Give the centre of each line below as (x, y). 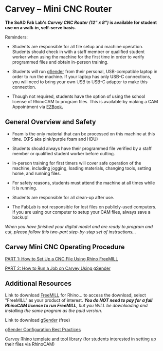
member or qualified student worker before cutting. (63, 153)
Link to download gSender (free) (38, 320)
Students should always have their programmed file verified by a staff (82, 148)
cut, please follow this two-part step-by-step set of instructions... (71, 232)
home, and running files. (36, 173)
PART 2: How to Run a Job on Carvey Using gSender (58, 268)
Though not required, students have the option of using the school (79, 96)
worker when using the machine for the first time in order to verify (78, 56)
